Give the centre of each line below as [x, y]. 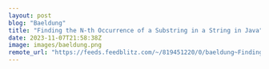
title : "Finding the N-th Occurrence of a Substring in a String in [125, 30]
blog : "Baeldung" [37, 23]
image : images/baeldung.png [55, 45]
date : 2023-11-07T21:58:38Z [55, 38]
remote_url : [28, 52]
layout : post [30, 15]
